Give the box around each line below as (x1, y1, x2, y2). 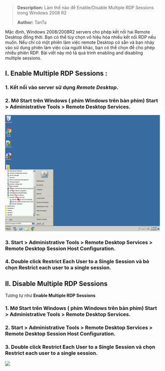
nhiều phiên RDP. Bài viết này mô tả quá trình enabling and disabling (5, 50, 143, 56)
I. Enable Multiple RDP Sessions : (5, 69, 108, 78)
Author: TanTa (17, 20, 47, 25)
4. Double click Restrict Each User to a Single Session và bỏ (5, 258, 150, 265)
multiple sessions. (5, 55, 42, 61)
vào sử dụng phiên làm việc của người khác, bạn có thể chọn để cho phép (5, 45, 155, 50)
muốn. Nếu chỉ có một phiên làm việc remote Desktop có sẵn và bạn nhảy (5, 39, 155, 45)
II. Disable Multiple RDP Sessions (5, 279, 108, 288)
